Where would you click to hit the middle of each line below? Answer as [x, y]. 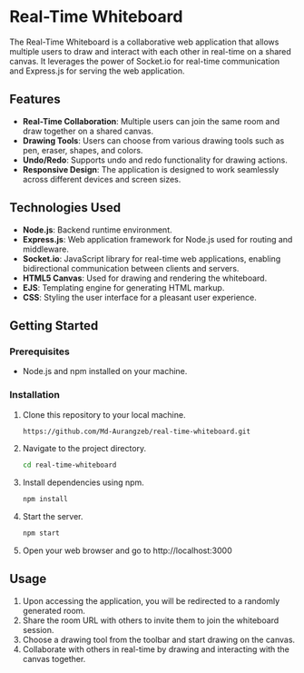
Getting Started [54, 326]
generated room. [54, 610]
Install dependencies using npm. [83, 482]
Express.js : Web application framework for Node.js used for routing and [157, 239]
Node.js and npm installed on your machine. [105, 371]
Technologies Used [65, 208]
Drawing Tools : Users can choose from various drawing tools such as [153, 140]
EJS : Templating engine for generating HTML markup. [123, 287]
